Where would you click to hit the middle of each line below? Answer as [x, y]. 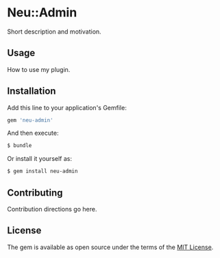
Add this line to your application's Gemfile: [67, 107]
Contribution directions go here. [52, 209]
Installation [32, 91]
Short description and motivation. [54, 31]
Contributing [35, 193]
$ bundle [20, 146]
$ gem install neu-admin [42, 171]
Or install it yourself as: [39, 159]
